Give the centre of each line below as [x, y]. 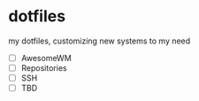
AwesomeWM [46, 58]
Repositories [44, 68]
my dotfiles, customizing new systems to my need [99, 41]
